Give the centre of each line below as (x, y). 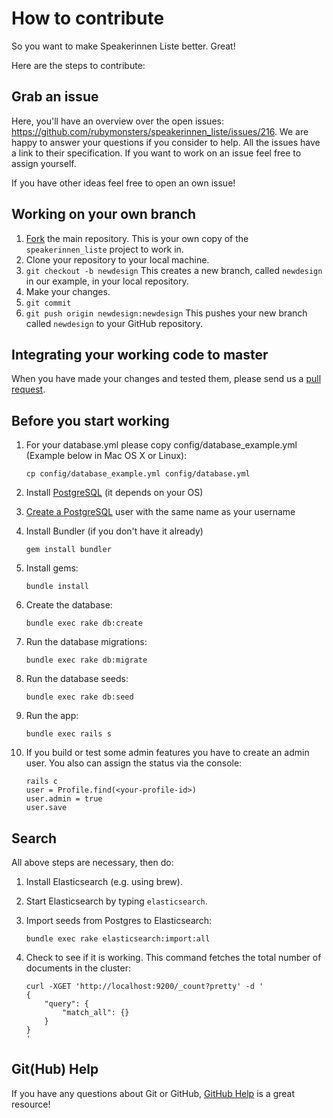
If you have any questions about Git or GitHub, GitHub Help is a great (153, 1093)
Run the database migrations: (86, 642)
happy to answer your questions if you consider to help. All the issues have (166, 142)
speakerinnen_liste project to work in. (104, 249)
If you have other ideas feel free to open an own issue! (123, 183)
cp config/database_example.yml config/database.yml (138, 474)
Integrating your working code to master (140, 354)
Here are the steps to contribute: (78, 65)
